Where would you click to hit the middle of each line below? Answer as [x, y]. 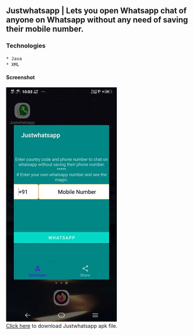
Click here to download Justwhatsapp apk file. [62, 326]
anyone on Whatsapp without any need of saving [97, 20]
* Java [14, 59]
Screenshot [20, 77]
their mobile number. [45, 29]
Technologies [26, 46]
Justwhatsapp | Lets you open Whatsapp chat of [96, 11]
